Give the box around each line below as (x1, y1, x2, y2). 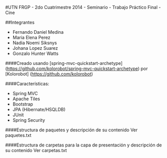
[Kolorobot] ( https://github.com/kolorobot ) (5, 71, 93, 77)
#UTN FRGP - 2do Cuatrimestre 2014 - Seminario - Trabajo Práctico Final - (5, 5, 161, 10)
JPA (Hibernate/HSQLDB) (12, 107, 66, 112)
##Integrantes (5, 20, 35, 25)
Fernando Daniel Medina (12, 29, 64, 35)
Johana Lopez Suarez (12, 45, 58, 51)
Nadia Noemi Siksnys (12, 40, 57, 46)
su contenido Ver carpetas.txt (5, 147, 67, 153)
